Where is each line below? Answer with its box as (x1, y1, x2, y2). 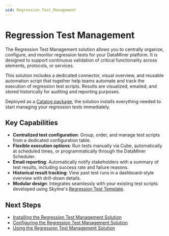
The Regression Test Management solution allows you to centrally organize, (5, 46, 164, 52)
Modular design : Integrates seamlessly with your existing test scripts (12, 181, 158, 187)
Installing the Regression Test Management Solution (12, 214, 122, 220)
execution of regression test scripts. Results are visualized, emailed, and (5, 83, 157, 89)
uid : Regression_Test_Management (5, 7, 76, 13)
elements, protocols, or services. (5, 62, 74, 69)
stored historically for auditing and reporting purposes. (5, 88, 120, 95)
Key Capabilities (5, 118, 59, 127)
